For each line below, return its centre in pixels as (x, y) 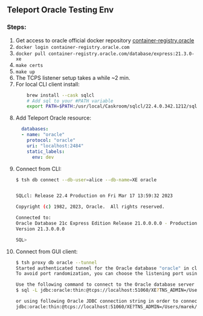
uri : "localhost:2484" (55, 146)
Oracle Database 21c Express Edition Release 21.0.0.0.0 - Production (106, 224)
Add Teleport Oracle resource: (53, 118)
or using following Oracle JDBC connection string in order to (97, 301)
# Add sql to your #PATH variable (70, 101)
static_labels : (46, 151)
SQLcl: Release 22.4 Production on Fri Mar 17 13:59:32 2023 (94, 196)
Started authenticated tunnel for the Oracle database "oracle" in (102, 268)
